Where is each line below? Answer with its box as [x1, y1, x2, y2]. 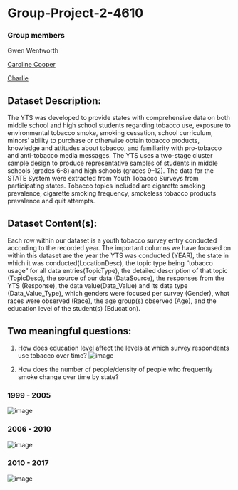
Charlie [7, 74, 29, 82]
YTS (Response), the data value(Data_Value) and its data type [7, 282, 188, 290]
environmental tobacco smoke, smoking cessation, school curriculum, [7, 129, 213, 137]
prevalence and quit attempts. [7, 197, 95, 206]
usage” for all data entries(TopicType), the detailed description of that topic [7, 267, 228, 275]
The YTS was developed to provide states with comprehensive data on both [7, 114, 230, 122]
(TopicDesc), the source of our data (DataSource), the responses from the [7, 274, 225, 282]
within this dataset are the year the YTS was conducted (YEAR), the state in [7, 251, 229, 260]
